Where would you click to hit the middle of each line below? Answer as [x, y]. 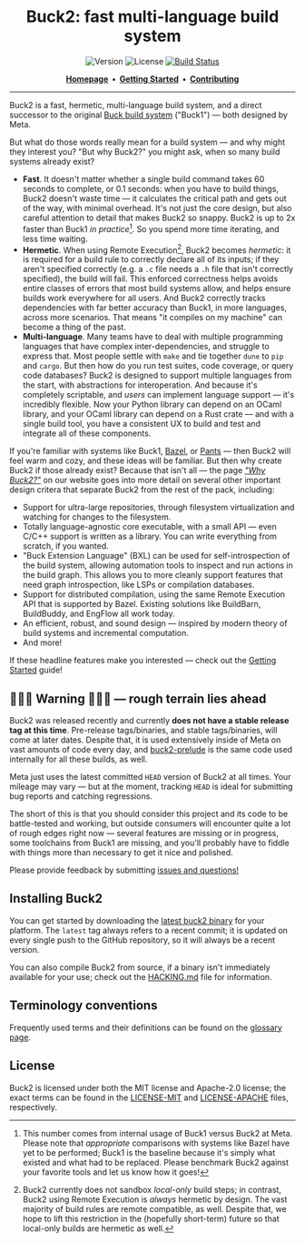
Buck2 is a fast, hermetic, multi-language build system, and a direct [136, 105]
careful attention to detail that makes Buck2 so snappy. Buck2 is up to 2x [159, 217]
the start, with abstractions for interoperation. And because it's [140, 385]
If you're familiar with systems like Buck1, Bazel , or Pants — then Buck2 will [150, 451]
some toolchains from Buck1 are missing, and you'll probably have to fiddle [150, 843]
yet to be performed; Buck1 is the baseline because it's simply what [149, 1152]
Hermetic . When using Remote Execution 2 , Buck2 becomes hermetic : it [157, 249]
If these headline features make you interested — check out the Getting [143, 661]
